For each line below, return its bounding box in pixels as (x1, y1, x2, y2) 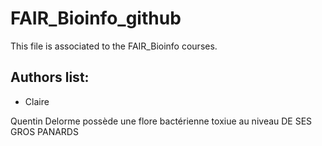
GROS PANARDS (10, 125, 79, 137)
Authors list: (10, 69, 90, 86)
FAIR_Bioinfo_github (10, 7, 182, 30)
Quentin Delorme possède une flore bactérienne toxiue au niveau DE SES (10, 115, 313, 127)
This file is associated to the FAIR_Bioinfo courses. (10, 40, 218, 52)
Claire (24, 95, 50, 107)
